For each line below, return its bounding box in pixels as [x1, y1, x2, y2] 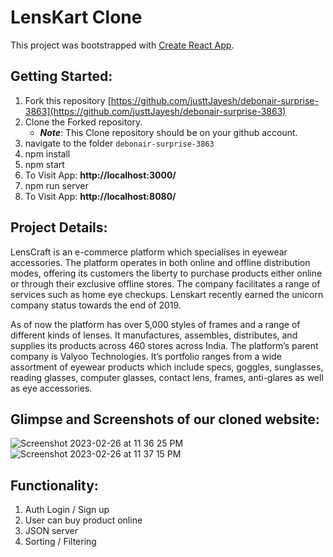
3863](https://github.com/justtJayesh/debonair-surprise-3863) [24, 105, 287, 117]
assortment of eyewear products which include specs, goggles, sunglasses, [10, 361, 324, 373]
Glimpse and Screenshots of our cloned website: [10, 411, 320, 428]
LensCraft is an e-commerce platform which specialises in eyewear [10, 246, 288, 258]
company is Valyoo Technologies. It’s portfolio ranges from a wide [10, 350, 282, 362]
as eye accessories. [10, 382, 93, 394]
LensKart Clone [10, 6, 143, 29]
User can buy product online [24, 514, 143, 526]
